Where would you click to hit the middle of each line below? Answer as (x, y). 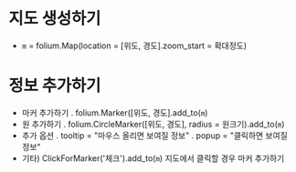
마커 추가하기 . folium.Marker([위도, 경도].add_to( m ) (115, 112)
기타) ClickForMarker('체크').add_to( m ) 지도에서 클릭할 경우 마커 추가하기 (153, 158)
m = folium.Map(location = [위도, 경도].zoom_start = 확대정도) (134, 46)
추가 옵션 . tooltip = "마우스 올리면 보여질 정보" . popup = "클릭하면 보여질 (155, 135)
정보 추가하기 (55, 86)
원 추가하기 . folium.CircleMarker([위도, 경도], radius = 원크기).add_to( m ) (153, 124)
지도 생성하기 (55, 19)
